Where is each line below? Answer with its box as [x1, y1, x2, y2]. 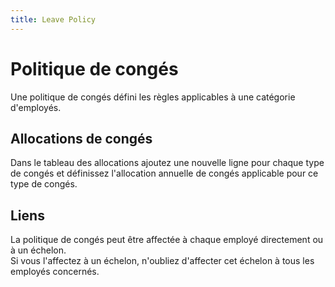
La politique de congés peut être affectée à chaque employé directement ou [10, 234, 324, 246]
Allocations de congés [10, 130, 153, 147]
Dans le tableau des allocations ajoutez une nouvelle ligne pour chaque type [10, 157, 325, 169]
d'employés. [10, 101, 62, 113]
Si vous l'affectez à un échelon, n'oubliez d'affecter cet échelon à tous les [10, 255, 315, 267]
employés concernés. [10, 266, 100, 278]
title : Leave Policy [10, 14, 97, 25]
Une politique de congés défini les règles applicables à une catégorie [10, 91, 296, 103]
